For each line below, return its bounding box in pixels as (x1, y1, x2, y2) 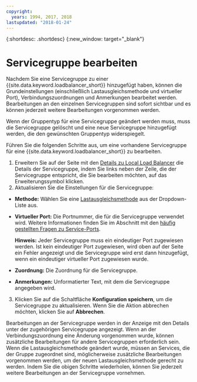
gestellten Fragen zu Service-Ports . (14, 226, 101, 233)
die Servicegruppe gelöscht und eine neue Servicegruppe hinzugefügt (6, 124, 177, 131)
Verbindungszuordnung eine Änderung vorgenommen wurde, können (6, 332, 174, 339)
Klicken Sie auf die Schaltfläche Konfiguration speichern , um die (14, 296, 173, 303)
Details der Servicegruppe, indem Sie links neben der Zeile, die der (14, 165, 177, 173)
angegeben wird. (14, 285, 56, 292)
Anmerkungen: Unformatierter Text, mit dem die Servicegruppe (14, 278, 170, 285)
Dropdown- (159, 196, 187, 203)
